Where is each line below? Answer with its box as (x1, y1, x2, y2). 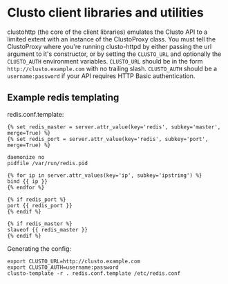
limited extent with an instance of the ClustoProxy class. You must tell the (7, 35, 216, 43)
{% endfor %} (7, 184, 45, 191)
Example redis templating (7, 92, 120, 104)
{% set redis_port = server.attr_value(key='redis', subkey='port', (7, 135, 209, 142)
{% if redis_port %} (7, 196, 67, 203)
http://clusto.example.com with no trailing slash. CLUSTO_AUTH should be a (7, 64, 218, 73)
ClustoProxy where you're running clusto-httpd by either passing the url (7, 42, 212, 50)
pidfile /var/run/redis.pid (7, 160, 88, 167)
